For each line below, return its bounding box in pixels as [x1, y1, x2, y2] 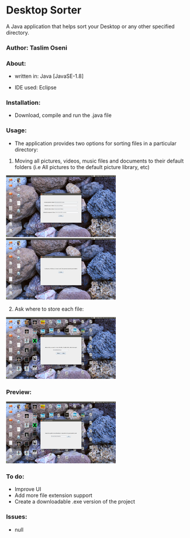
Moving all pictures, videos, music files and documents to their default [14, 157, 184, 164]
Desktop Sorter [6, 4, 82, 17]
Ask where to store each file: [14, 305, 84, 313]
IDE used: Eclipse [14, 84, 57, 91]
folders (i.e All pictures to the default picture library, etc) [14, 163, 150, 170]
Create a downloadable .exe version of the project [14, 498, 136, 505]
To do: [6, 472, 25, 480]
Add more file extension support [14, 492, 92, 499]
